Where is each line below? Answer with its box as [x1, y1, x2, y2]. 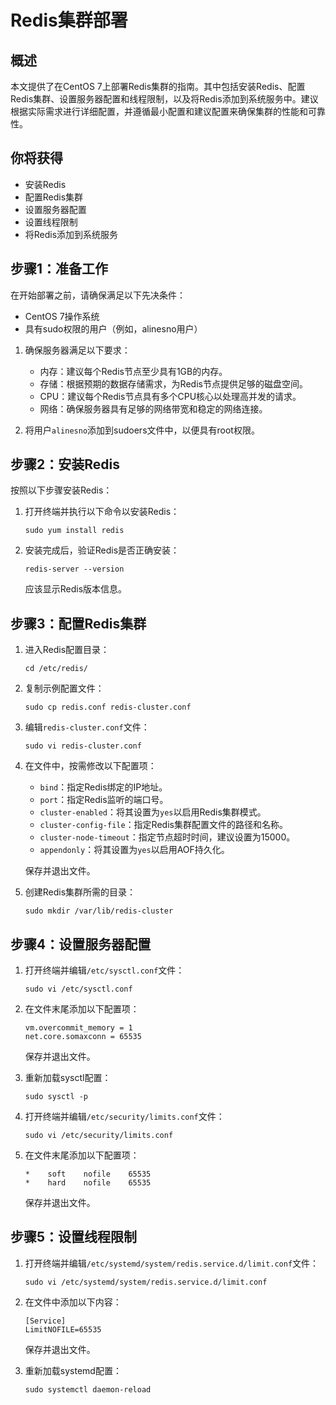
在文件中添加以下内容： [24, 1296, 122, 1308]
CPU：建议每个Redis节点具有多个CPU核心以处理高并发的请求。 [39, 390, 302, 402]
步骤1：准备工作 [10, 261, 109, 278]
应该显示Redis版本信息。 [24, 583, 128, 595]
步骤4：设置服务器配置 [10, 936, 152, 953]
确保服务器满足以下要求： [24, 344, 131, 356]
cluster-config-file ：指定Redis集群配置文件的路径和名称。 [39, 819, 288, 831]
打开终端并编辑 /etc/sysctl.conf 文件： [24, 964, 185, 976]
